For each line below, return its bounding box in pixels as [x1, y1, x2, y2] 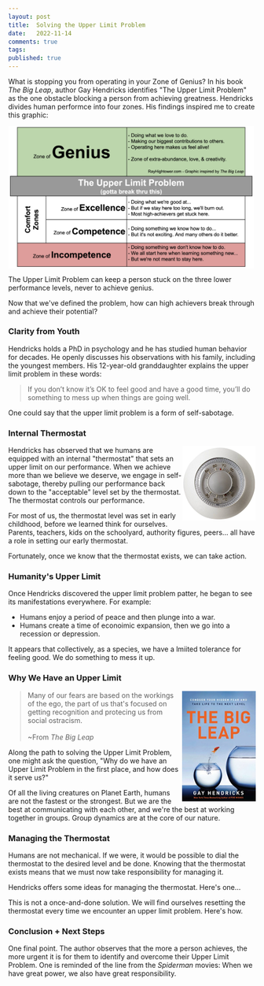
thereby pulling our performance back [42, 479, 166, 488]
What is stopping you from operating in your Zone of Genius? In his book [8, 77, 244, 86]
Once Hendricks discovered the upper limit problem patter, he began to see [8, 589, 253, 599]
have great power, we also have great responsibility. [8, 969, 177, 978]
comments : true [8, 38, 58, 46]
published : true [8, 54, 61, 62]
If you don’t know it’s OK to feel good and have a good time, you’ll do [27, 384, 251, 394]
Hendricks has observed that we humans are [8, 446, 153, 455]
